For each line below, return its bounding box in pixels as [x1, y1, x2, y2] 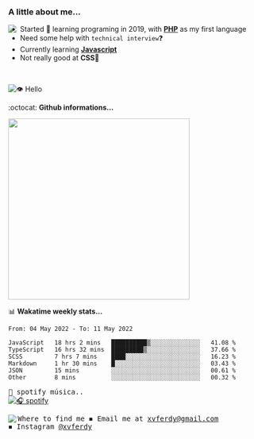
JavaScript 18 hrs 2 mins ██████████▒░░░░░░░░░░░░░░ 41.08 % [8, 339, 237, 347]
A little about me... [8, 6, 81, 17]
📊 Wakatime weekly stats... [8, 306, 103, 316]
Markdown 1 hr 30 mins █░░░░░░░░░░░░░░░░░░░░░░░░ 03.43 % [8, 360, 237, 368]
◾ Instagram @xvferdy [8, 422, 93, 431]
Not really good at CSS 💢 [19, 53, 100, 63]
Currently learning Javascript [19, 44, 117, 54]
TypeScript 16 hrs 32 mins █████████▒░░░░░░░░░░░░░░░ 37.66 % [8, 346, 237, 354]
